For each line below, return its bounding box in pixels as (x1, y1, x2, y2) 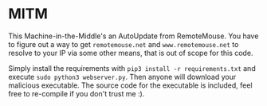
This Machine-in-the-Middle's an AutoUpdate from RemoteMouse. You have (8, 31, 259, 41)
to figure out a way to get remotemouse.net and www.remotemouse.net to (8, 39, 239, 49)
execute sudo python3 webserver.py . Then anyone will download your (8, 72, 237, 81)
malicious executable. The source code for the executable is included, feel (8, 80, 253, 90)
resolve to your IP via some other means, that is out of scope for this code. (8, 48, 253, 57)
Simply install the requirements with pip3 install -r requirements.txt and (8, 63, 257, 73)
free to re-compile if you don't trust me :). (8, 88, 145, 98)
